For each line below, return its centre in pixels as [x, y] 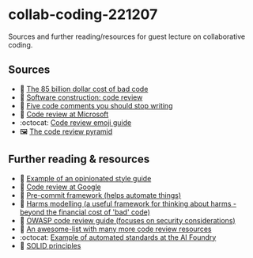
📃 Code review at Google [60, 187]
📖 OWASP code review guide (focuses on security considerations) [127, 220]
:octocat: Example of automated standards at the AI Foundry [118, 237]
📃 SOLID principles [50, 245]
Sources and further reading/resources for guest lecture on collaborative [127, 36]
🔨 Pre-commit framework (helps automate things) [100, 195]
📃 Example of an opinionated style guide [85, 178]
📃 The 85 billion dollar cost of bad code [84, 89]
